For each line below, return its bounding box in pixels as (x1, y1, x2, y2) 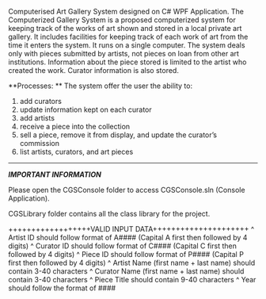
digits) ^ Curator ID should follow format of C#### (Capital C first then (8, 241, 237, 251)
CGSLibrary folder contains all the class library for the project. (8, 209, 211, 218)
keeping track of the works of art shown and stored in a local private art (8, 24, 242, 33)
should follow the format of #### (8, 283, 116, 293)
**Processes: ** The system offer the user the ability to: (8, 81, 192, 90)
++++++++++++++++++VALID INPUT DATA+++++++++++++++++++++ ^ (8, 224, 255, 233)
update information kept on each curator (19, 105, 152, 114)
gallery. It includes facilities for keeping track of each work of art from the (8, 32, 249, 41)
